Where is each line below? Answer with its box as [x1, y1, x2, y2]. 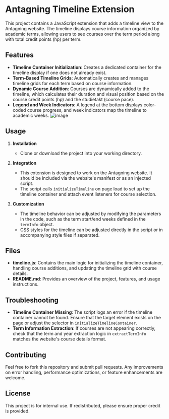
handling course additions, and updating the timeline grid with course [12, 265, 157, 271]
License [5, 389, 31, 398]
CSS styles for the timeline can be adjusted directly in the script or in [20, 227, 163, 233]
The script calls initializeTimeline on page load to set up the [20, 185, 150, 192]
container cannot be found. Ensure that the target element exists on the [12, 315, 161, 321]
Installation [12, 140, 37, 147]
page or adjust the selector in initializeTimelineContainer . [12, 320, 137, 326]
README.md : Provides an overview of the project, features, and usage [12, 276, 160, 282]
